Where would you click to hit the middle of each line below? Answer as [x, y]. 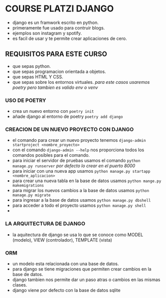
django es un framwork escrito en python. [55, 22]
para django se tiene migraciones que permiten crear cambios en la [82, 269]
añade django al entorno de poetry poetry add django [68, 117]
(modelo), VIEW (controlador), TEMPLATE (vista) [62, 240]
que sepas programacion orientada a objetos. [59, 71]
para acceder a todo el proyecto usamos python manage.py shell [79, 206]
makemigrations [28, 186]
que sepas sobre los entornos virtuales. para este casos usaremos [81, 82]
